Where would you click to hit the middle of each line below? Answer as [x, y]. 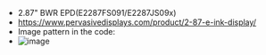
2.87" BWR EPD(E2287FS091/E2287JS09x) [97, 13]
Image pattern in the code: [66, 31]
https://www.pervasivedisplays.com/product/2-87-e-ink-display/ [137, 22]
